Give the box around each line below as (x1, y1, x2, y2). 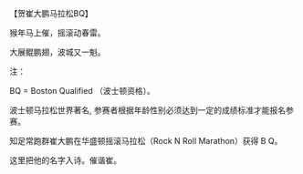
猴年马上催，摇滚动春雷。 (9, 27, 106, 38)
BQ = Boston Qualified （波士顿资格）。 (9, 86, 155, 96)
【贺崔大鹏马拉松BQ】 (9, 8, 93, 18)
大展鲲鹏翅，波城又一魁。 (9, 46, 106, 57)
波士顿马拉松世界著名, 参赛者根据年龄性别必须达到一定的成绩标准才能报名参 (9, 105, 294, 116)
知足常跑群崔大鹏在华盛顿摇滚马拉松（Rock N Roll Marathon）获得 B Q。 (9, 136, 283, 146)
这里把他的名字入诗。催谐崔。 (9, 155, 121, 166)
